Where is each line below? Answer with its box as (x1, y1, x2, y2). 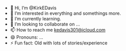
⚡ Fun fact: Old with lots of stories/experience (10, 40, 108, 46)
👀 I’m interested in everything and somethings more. (10, 10, 121, 16)
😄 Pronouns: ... (10, 34, 44, 40)
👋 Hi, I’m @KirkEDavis (10, 5, 57, 11)
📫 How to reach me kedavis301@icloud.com (10, 27, 106, 33)
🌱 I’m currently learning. (10, 16, 61, 21)
